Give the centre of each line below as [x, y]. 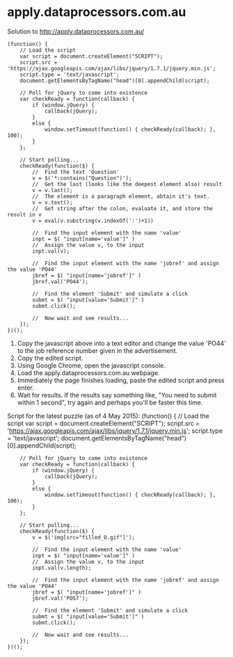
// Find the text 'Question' [76, 172]
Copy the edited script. [50, 358]
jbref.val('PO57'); [61, 598]
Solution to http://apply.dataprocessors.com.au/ [76, 31]
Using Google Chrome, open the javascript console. [91, 365]
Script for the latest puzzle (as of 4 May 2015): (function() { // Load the [109, 415]
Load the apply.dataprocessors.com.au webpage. [88, 372]
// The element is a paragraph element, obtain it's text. [121, 196]
